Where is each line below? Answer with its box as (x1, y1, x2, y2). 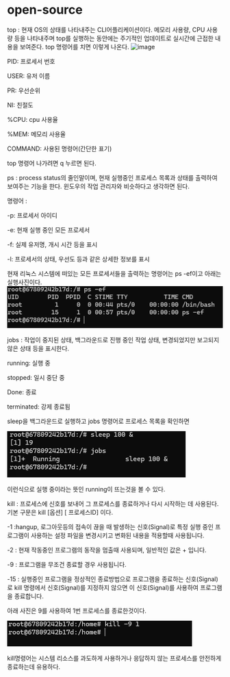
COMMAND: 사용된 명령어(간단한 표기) (7, 144, 112, 153)
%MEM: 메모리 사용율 (7, 129, 66, 138)
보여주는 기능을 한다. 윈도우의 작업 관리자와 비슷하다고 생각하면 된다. (7, 182, 190, 190)
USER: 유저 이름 (7, 71, 51, 80)
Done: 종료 (7, 388, 37, 396)
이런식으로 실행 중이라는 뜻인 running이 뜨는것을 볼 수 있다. (7, 485, 166, 494)
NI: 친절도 (7, 101, 34, 109)
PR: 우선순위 (7, 86, 41, 94)
